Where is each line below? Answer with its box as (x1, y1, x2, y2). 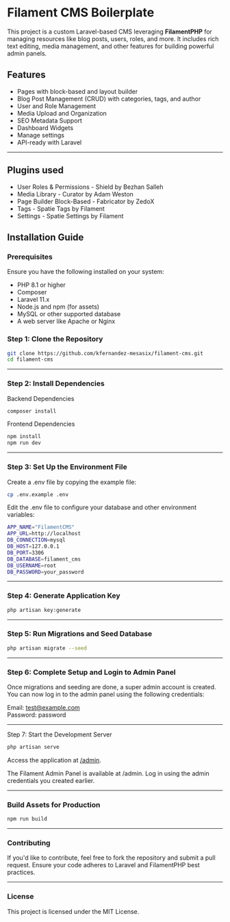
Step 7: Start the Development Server (7, 730, 112, 739)
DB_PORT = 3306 (7, 549, 44, 556)
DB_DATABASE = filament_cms (7, 556, 81, 563)
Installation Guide (7, 231, 84, 243)
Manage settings (16, 131, 65, 139)
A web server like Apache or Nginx (16, 317, 116, 326)
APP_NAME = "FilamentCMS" (7, 524, 75, 531)
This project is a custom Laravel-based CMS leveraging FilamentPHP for (7, 27, 212, 36)
